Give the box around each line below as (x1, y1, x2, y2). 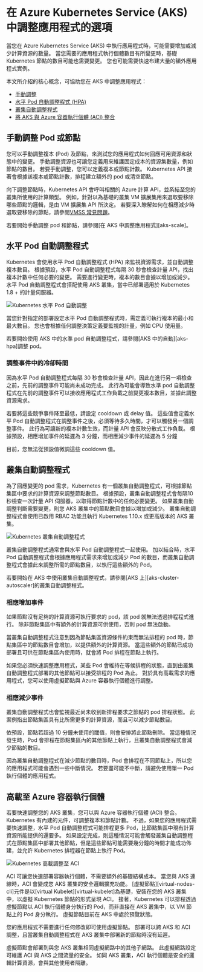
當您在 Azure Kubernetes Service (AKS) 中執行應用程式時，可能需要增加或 (6, 42, 192, 49)
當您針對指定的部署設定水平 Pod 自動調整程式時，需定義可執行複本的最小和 (6, 314, 194, 322)
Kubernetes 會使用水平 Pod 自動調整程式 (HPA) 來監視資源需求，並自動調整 (6, 258, 194, 265)
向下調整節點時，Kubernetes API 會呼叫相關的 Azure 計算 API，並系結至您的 (6, 186, 196, 193)
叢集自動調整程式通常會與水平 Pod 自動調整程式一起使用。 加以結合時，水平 (6, 546, 195, 553)
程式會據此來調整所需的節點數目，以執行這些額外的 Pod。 (11, 561, 155, 568)
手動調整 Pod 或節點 (6, 133, 81, 143)
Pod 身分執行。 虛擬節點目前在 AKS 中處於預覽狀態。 (23, 911, 156, 918)
